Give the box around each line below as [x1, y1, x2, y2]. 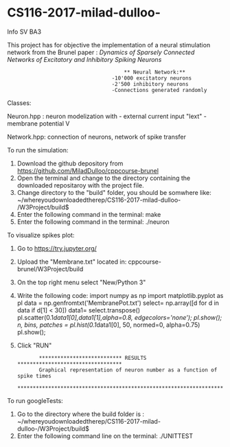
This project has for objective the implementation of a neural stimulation [7, 41, 211, 49]
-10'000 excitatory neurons [111, 74, 192, 82]
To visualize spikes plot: [7, 231, 75, 239]
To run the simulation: [7, 146, 69, 154]
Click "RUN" [16, 341, 52, 349]
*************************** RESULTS [38, 354, 147, 361]
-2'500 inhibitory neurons [111, 80, 189, 87]
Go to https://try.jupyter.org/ [16, 244, 97, 252]
